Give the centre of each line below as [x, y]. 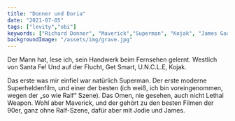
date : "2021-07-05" [36, 20]
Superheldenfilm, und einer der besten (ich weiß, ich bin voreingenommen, [115, 88]
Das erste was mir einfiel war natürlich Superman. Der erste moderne [107, 80]
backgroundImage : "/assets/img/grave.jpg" [70, 40]
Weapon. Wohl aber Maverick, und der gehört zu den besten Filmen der [111, 103]
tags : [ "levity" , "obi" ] [42, 27]
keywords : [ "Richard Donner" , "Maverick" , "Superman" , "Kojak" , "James [112, 33]
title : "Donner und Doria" [47, 14]
